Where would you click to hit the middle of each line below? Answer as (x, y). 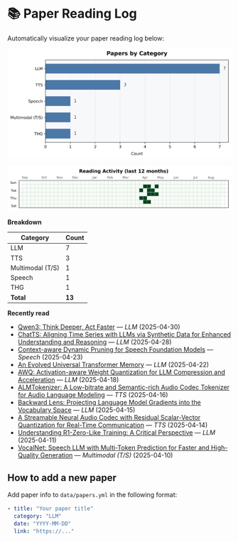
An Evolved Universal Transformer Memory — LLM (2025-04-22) (113, 365)
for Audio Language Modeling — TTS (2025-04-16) (93, 395)
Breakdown (25, 222)
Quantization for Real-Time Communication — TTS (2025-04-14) (113, 425)
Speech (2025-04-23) (50, 357)
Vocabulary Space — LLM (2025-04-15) (76, 410)
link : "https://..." (44, 531)
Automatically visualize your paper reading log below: (86, 38)
